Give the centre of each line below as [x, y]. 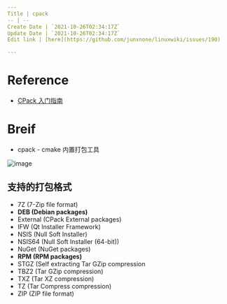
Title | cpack [28, 14]
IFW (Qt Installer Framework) [59, 226]
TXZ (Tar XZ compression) [56, 278]
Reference [38, 80]
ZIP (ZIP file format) [46, 294]
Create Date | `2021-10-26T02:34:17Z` [64, 27]
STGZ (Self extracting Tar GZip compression [81, 263]
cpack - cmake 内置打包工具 [58, 150]
